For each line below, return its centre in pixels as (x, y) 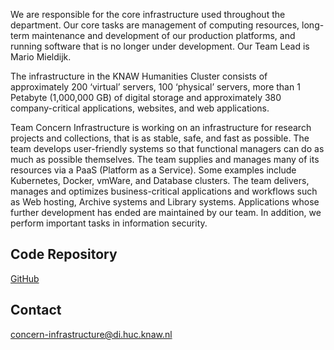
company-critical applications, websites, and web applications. (140, 108)
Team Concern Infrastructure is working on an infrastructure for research (161, 127)
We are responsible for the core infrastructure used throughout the (148, 14)
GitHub (25, 278)
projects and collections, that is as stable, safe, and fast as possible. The (160, 138)
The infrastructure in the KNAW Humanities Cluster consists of (139, 76)
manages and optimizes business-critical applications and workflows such (164, 191)
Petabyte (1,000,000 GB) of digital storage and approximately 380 (146, 97)
